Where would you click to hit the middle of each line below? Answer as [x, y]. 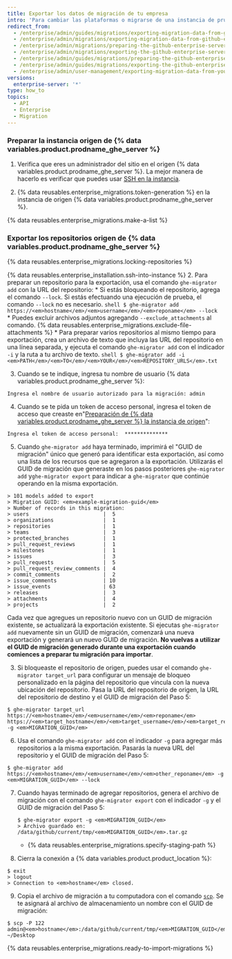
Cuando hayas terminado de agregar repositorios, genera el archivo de [118, 793]
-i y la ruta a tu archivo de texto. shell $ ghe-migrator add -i [96, 355]
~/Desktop [21, 936]
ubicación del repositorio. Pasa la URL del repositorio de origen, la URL [118, 690]
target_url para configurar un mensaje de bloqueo [118, 675]
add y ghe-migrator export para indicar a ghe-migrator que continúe [113, 476]
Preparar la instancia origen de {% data [74, 140]
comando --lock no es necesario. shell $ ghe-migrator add [93, 304]
